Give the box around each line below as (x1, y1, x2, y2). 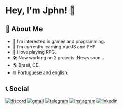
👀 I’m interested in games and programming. (12, 38, 105, 44)
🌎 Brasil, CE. (12, 62, 40, 68)
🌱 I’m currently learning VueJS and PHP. (12, 44, 97, 50)
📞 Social (5, 85, 29, 93)
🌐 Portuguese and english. (12, 69, 69, 76)
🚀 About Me (5, 25, 43, 33)
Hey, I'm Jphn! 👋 (5, 5, 75, 16)
